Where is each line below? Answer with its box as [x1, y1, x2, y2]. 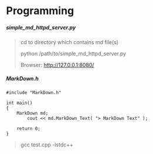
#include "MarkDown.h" [6, 90, 62, 96]
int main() [6, 100, 33, 106]
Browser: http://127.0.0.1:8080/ [20, 62, 94, 69]
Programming [6, 4, 74, 18]
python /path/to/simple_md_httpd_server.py [20, 50, 127, 57]
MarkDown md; [16, 111, 49, 116]
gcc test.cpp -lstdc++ [20, 141, 73, 148]
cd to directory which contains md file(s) [20, 39, 119, 46]
